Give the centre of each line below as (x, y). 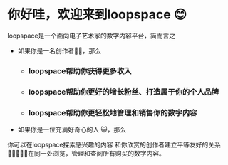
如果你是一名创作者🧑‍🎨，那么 (59, 50)
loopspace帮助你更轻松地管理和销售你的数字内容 (113, 112)
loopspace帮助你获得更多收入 (80, 70)
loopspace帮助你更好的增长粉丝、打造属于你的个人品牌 (124, 92)
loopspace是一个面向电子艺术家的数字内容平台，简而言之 (92, 36)
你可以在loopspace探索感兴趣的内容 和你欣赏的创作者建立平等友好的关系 (114, 145)
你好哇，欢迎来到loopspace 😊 (97, 15)
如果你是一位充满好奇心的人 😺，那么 (72, 129)
